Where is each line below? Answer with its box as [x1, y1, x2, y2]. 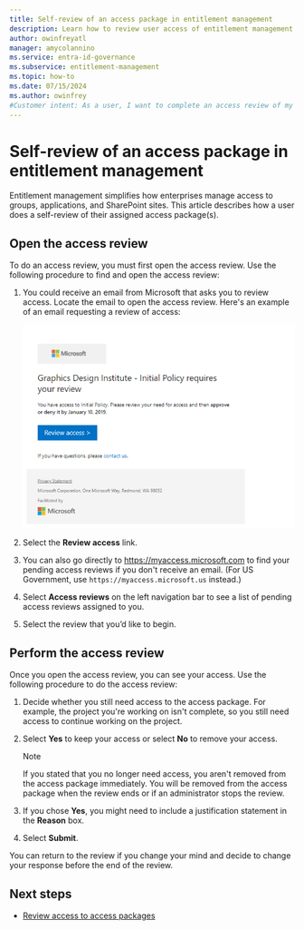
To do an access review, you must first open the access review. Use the [9, 259, 277, 271]
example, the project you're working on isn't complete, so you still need [22, 706, 290, 717]
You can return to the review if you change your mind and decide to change [9, 850, 291, 861]
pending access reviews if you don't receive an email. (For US [22, 564, 254, 575]
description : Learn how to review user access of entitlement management [9, 24, 294, 34]
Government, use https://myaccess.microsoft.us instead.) [22, 574, 242, 585]
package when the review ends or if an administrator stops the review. [22, 788, 285, 798]
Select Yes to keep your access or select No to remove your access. [22, 733, 278, 744]
